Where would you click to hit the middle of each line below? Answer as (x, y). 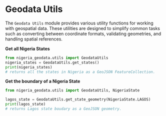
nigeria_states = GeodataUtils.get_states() (52, 62)
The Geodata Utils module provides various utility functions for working (79, 23)
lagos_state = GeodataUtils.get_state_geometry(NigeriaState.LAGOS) (78, 99)
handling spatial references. (34, 39)
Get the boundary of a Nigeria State (43, 81)
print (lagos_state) (25, 104)
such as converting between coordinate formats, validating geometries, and (83, 33)
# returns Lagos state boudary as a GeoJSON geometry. (63, 109)
